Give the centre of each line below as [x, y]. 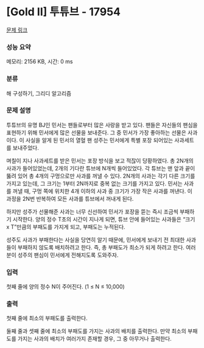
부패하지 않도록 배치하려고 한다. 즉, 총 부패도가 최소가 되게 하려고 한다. [101, 247]
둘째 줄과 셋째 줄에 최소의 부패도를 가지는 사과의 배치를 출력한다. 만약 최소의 [97, 331]
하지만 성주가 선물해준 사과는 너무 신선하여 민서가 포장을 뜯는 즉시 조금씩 [92, 211]
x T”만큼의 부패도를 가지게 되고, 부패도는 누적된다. [66, 227]
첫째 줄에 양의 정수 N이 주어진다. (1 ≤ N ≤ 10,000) [65, 287]
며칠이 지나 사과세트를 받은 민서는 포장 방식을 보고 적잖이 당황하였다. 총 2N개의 [100, 161]
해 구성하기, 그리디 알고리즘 [39, 93]
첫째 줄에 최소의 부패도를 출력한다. [47, 318]
